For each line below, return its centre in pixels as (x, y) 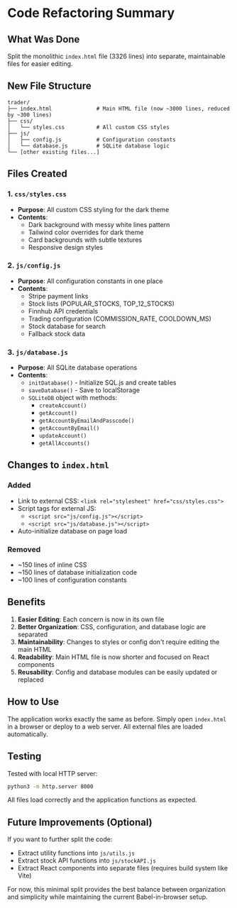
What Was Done (44, 39)
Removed (24, 549)
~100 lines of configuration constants (72, 580)
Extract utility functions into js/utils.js (76, 853)
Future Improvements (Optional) (80, 822)
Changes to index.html (59, 465)
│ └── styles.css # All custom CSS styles (89, 127)
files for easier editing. (40, 64)
